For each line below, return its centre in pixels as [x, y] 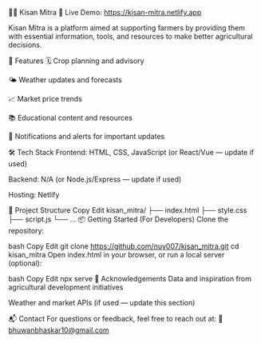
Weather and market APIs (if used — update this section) [102, 303]
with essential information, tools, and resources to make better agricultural [130, 36]
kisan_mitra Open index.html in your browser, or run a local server [117, 255]
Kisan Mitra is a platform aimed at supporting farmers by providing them [127, 28]
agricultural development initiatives [66, 287]
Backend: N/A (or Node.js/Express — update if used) [95, 179]
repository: [26, 231]
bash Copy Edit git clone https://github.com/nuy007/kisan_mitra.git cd [124, 246]
